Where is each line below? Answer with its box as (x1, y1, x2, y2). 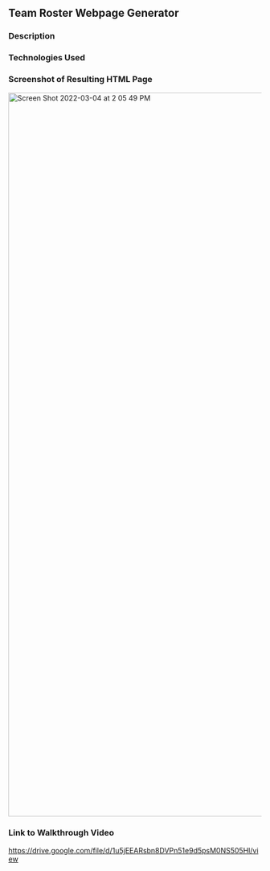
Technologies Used (8, 52, 86, 64)
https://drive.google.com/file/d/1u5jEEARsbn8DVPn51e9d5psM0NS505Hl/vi (8, 845, 259, 855)
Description (8, 31, 55, 42)
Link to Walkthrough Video (8, 828, 115, 839)
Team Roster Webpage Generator (8, 6, 179, 20)
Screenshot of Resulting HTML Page (8, 74, 153, 85)
